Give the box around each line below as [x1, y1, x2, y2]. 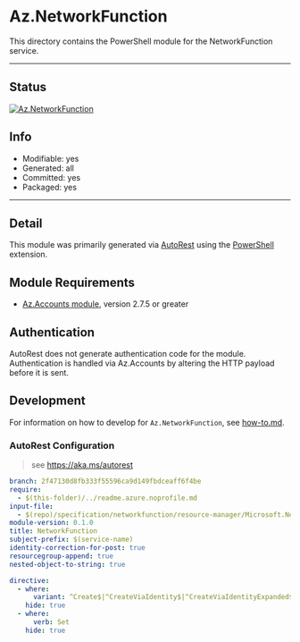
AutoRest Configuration [9, 439, 115, 452]
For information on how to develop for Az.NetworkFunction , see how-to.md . [9, 417, 285, 427]
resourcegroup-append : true [9, 552, 114, 561]
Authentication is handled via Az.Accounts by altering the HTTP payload [9, 358, 275, 368]
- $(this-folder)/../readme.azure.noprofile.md [17, 494, 198, 503]
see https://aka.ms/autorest [30, 460, 134, 470]
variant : [32, 593, 66, 602]
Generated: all [21, 163, 74, 173]
